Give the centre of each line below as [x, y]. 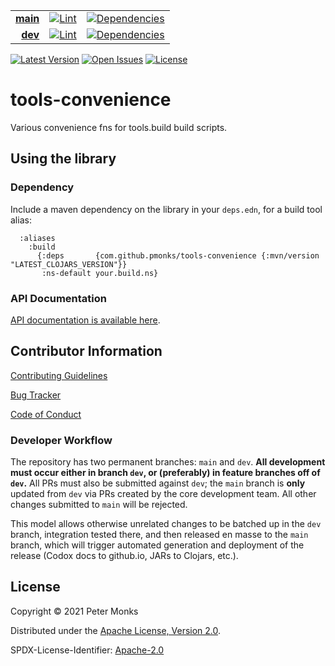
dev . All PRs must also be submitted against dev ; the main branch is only [158, 483]
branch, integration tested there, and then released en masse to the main [159, 535]
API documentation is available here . [85, 320]
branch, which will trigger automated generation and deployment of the [157, 545]
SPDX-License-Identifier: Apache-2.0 [87, 650]
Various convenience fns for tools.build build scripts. [119, 127]
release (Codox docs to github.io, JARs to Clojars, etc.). [124, 556]
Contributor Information [86, 351]
